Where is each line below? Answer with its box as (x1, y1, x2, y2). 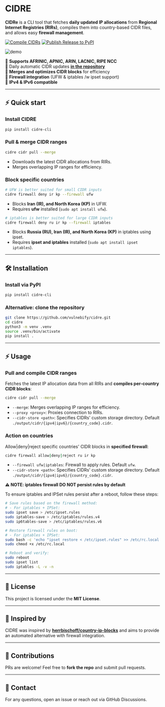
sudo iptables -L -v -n (5, 564, 54, 569)
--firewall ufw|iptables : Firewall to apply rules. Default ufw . (12, 462, 136, 468)
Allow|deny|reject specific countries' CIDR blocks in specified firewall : (5, 443, 149, 449)
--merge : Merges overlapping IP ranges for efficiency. (12, 404, 120, 411)
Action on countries (5, 432, 54, 439)
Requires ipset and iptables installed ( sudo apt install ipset (12, 239, 138, 245)
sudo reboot (5, 555, 29, 560)
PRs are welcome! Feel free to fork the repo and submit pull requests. (5, 665, 146, 671)
